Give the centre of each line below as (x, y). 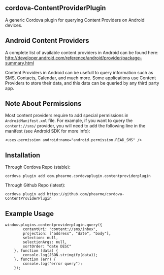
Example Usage (30, 214)
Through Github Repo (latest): (35, 185)
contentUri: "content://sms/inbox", (60, 229)
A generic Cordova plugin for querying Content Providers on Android (75, 20)
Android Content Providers (47, 41)
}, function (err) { (35, 260)
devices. (14, 25)
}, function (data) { (36, 251)
